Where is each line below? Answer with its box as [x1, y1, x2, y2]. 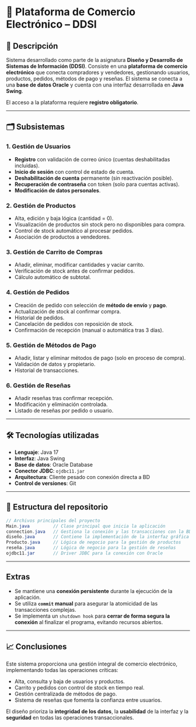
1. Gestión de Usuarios [6, 143, 71, 151]
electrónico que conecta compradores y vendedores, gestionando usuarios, [6, 69, 190, 75]
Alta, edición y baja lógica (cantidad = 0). [14, 215, 114, 222]
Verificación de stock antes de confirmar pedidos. [14, 267, 135, 274]
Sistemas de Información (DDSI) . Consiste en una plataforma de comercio [6, 63, 188, 70]
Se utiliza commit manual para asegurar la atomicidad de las [14, 599, 158, 607]
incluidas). [14, 162, 40, 169]
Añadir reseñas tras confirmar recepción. [14, 395, 114, 402]
